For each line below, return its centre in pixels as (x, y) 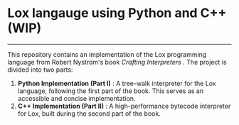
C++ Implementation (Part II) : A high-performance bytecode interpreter (124, 106)
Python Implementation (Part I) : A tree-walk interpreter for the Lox (117, 83)
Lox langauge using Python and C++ (117, 13)
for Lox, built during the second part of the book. (89, 113)
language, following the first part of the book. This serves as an (111, 91)
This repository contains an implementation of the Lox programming (107, 54)
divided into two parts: (40, 70)
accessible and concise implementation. (76, 98)
